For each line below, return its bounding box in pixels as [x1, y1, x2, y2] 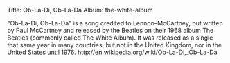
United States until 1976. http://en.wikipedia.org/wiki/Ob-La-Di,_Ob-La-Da [7, 48, 218, 56]
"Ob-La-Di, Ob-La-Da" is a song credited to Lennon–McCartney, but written [7, 19, 223, 27]
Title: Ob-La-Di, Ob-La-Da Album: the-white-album [7, 6, 153, 14]
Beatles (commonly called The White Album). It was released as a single [7, 34, 213, 42]
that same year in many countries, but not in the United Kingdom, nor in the [7, 41, 222, 49]
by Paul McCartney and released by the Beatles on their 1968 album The [7, 27, 214, 34]
